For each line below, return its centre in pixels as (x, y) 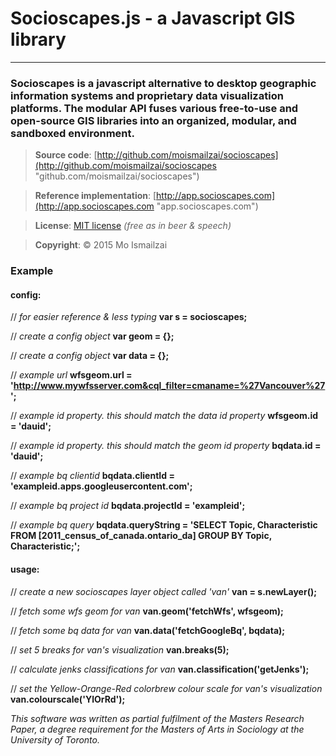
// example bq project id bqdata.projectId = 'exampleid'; (128, 506)
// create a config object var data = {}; (90, 356)
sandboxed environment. (72, 133)
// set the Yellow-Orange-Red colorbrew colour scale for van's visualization (166, 688)
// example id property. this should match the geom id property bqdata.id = (166, 446)
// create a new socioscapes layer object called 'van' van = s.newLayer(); (163, 591)
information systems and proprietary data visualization (147, 95)
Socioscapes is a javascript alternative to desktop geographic (163, 83)
